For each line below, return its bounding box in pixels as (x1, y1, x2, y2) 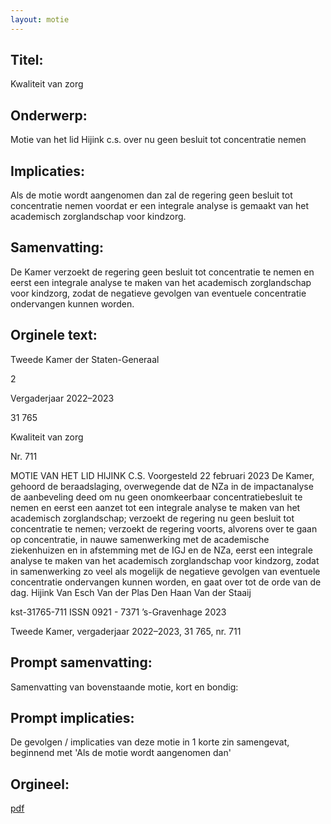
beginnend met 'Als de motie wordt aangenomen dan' (10, 747, 232, 759)
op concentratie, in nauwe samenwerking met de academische (10, 533, 270, 545)
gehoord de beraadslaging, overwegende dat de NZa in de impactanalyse (10, 480, 314, 492)
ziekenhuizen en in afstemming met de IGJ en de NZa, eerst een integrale (10, 544, 313, 556)
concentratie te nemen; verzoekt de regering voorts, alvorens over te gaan (10, 522, 318, 535)
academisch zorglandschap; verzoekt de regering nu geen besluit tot (10, 512, 295, 524)
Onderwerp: (10, 107, 88, 124)
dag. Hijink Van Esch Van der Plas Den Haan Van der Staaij (10, 586, 252, 598)
